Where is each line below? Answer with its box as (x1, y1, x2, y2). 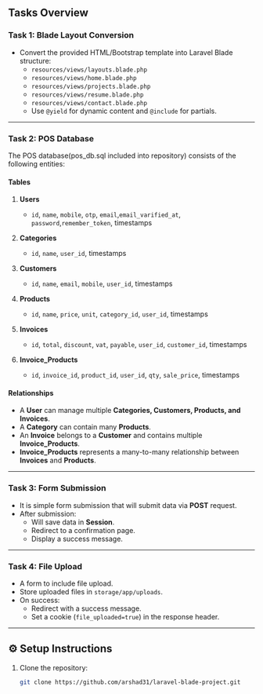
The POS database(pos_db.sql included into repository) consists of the (8, 151, 236, 160)
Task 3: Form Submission (8, 483, 106, 494)
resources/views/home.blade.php (31, 74, 137, 82)
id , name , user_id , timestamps (31, 249, 127, 258)
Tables (8, 177, 31, 187)
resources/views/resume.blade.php (31, 90, 144, 99)
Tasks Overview (8, 6, 88, 20)
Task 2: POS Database (8, 133, 94, 144)
